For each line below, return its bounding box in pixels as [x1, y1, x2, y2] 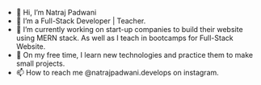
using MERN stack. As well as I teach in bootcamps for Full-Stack [15, 33, 234, 42]
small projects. [15, 59, 65, 68]
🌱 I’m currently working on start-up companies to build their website [15, 25, 244, 34]
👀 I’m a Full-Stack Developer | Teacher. [15, 16, 146, 26]
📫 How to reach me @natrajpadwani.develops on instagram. [15, 68, 220, 77]
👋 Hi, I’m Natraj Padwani [15, 8, 97, 17]
